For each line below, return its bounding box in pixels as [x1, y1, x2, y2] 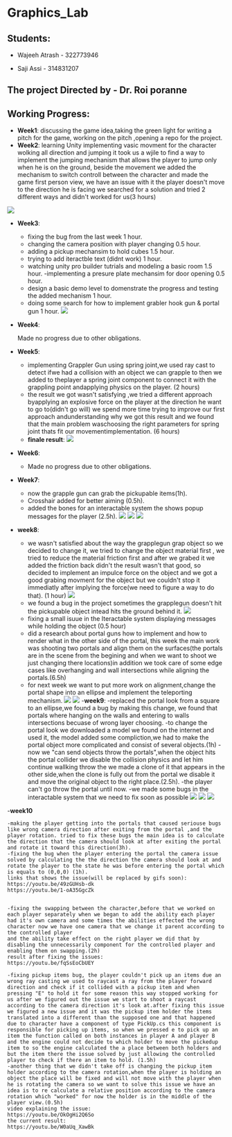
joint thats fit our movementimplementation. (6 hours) [27, 427, 180, 436]
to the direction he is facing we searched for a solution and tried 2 [17, 185, 206, 194]
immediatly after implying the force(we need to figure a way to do [27, 583, 215, 592]
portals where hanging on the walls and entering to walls [27, 711, 190, 719]
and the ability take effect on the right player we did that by [7, 935, 199, 943]
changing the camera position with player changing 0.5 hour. [27, 240, 201, 248]
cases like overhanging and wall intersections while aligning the [27, 666, 210, 674]
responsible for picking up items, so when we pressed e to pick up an [7, 1027, 218, 1034]
